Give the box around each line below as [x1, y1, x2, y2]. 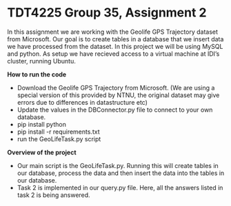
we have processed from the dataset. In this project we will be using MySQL [7, 42, 223, 50]
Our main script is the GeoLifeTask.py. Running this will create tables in [17, 161, 219, 169]
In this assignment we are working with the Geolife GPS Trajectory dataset [7, 28, 219, 36]
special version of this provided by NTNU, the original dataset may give [17, 91, 220, 99]
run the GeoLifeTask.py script [17, 134, 101, 143]
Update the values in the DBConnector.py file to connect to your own [17, 105, 213, 114]
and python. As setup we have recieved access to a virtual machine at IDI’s [7, 50, 220, 58]
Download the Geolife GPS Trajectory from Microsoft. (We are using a [17, 83, 215, 92]
